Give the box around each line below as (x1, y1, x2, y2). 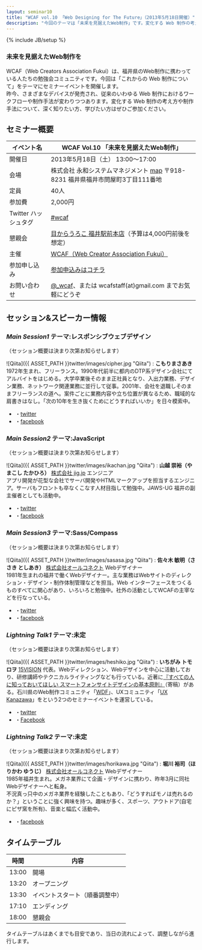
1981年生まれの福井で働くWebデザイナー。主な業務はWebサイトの (6, 571, 171, 578)
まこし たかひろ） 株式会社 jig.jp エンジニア (6, 470, 114, 477)
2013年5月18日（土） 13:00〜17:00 (50, 155, 156, 164)
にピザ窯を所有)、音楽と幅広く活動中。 (6, 805, 103, 812)
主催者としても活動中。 (6, 492, 64, 499)
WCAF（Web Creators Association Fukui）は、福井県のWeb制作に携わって (6, 67, 191, 75)
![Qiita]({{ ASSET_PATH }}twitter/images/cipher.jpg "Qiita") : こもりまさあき (6, 360, 192, 367)
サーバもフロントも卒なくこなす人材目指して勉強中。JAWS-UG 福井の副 (16, 485, 195, 492)
